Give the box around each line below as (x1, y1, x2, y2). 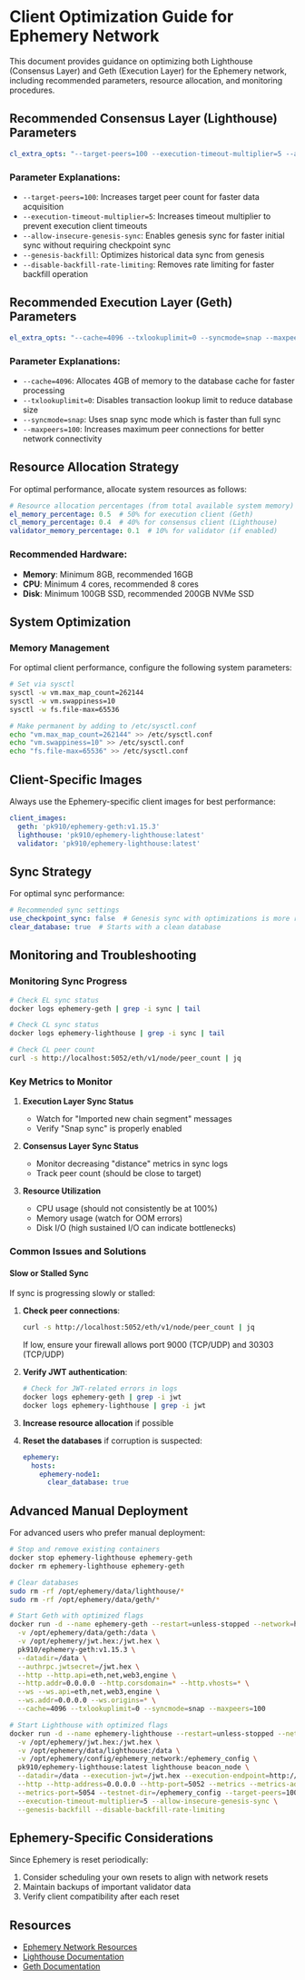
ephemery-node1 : (39, 1470, 101, 1479)
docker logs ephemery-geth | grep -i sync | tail (9, 1004, 202, 1014)
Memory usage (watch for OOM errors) (35, 1213, 183, 1223)
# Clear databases (9, 1578, 79, 1587)
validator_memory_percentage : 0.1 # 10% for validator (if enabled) (9, 527, 279, 536)
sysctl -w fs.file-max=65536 (9, 705, 120, 714)
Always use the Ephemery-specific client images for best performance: (9, 797, 277, 807)
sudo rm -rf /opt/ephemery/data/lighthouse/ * (9, 1587, 184, 1596)
